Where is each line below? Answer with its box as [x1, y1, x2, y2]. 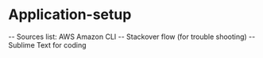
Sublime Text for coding [8, 40, 87, 49]
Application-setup [8, 6, 132, 24]
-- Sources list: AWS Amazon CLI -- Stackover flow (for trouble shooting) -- [8, 32, 256, 41]
